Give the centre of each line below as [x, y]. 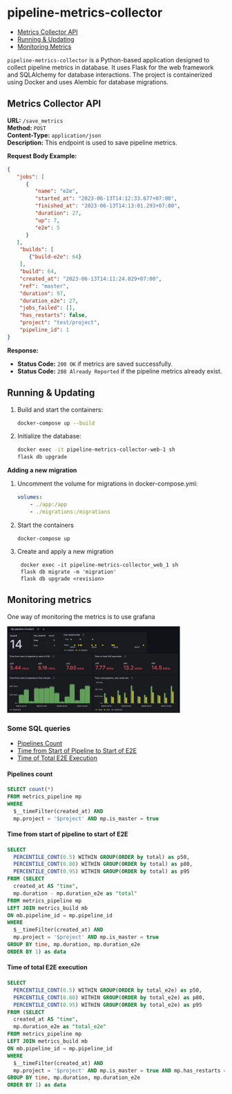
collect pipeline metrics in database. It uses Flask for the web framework [110, 67]
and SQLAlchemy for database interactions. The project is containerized [110, 75]
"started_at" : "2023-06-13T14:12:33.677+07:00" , [106, 198]
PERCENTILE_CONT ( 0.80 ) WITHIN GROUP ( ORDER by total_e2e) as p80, [109, 997]
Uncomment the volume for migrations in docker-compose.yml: [107, 484]
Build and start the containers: [60, 409]
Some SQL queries [39, 728]
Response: [23, 350]
